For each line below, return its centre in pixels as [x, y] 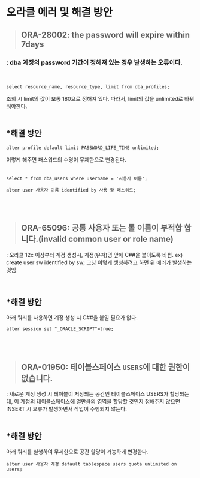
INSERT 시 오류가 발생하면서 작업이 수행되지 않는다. [67, 409]
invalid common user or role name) [107, 239]
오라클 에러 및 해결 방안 [60, 12]
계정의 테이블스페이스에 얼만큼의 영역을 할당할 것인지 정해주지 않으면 [100, 401]
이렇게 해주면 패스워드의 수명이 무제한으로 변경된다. [66, 159]
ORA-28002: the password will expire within [105, 35]
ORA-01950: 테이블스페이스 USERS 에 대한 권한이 [105, 367]
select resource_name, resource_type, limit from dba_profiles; [88, 87]
